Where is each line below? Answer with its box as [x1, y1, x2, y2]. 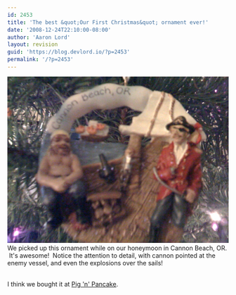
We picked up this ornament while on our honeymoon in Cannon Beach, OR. [7, 244, 227, 252]
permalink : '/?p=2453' [7, 56, 74, 63]
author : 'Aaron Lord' [7, 34, 71, 41]
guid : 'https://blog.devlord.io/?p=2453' [7, 49, 131, 56]
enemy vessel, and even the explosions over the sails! [7, 258, 164, 267]
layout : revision [7, 41, 58, 49]
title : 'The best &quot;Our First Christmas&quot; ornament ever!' [7, 18, 209, 26]
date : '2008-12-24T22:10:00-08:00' [7, 26, 112, 33]
